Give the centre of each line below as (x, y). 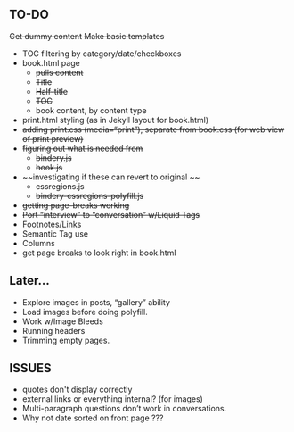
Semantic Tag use (55, 233)
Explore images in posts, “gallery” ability (96, 302)
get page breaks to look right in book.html (99, 253)
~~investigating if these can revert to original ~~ (111, 177)
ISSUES (30, 368)
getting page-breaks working (76, 205)
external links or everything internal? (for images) (112, 399)
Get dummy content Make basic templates (87, 36)
